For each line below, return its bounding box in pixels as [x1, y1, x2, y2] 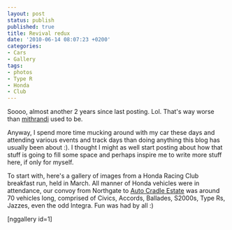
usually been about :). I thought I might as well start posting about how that [7, 143, 223, 152]
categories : [7, 43, 42, 50]
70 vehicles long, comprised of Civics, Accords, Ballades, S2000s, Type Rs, [7, 194, 226, 203]
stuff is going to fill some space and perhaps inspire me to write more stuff [7, 151, 222, 159]
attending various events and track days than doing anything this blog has [7, 136, 220, 144]
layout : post [7, 10, 45, 17]
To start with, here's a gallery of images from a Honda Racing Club [7, 172, 199, 180]
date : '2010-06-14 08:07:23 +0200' [7, 36, 111, 43]
